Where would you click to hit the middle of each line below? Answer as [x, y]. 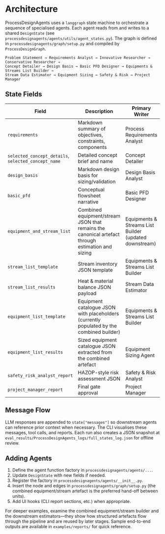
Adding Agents [29, 458]
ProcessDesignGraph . [26, 49]
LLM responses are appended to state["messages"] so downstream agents [81, 422]
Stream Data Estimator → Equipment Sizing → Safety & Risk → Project [78, 75]
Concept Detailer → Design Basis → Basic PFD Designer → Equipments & [79, 66]
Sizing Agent [140, 355]
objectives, [90, 135]
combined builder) [99, 332]
